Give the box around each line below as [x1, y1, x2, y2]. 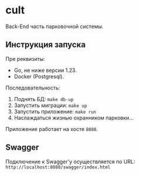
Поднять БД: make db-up [13, 95, 74, 102]
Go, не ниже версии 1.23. [13, 67, 77, 74]
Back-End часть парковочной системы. [5, 23, 104, 30]
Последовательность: [5, 84, 61, 91]
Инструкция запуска [5, 40, 86, 50]
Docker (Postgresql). [13, 73, 64, 80]
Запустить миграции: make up [13, 102, 87, 109]
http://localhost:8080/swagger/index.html [5, 164, 111, 170]
